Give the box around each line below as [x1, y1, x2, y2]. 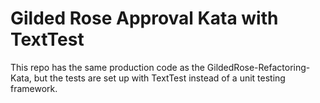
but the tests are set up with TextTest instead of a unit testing [33, 72, 286, 84]
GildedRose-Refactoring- [206, 61, 311, 73]
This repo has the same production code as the [10, 61, 205, 73]
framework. [10, 82, 58, 94]
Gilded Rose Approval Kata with [10, 7, 279, 30]
